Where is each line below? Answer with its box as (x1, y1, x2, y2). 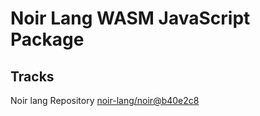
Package (10, 28, 85, 51)
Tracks (10, 68, 55, 85)
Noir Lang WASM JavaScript (10, 7, 251, 30)
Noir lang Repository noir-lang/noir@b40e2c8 (10, 95, 200, 106)
